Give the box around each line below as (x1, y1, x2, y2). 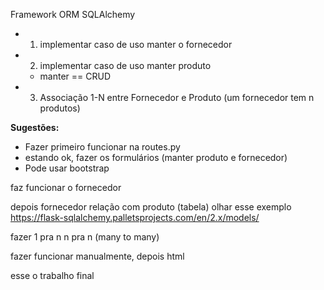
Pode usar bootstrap (24, 162, 110, 174)
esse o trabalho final (10, 270, 95, 281)
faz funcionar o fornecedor (10, 182, 122, 193)
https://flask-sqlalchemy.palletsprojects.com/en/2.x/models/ (10, 212, 260, 223)
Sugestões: (10, 122, 60, 133)
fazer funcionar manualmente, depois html (10, 250, 185, 262)
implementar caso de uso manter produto (39, 60, 212, 71)
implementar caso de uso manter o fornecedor (39, 39, 233, 50)
